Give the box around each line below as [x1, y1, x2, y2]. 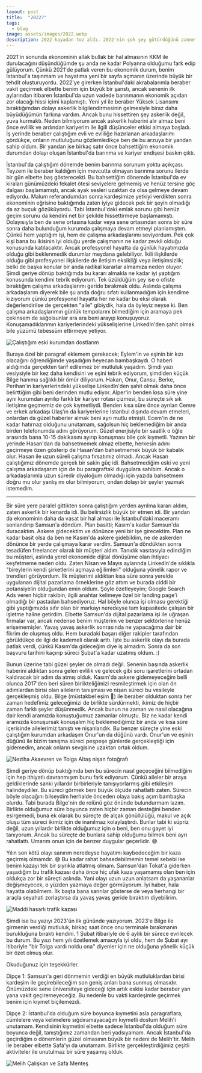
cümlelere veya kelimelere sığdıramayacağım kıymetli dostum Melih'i [6, 1016, 176, 1023]
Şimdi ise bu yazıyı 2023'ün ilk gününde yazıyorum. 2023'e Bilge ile [6, 917, 174, 924]
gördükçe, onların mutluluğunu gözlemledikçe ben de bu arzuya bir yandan [6, 137, 192, 143]
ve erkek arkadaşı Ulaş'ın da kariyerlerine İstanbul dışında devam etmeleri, [6, 408, 191, 415]
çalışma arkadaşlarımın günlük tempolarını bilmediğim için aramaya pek [6, 308, 183, 315]
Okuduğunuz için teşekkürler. [6, 961, 79, 968]
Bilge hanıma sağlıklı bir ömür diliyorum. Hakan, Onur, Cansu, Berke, [6, 376, 175, 383]
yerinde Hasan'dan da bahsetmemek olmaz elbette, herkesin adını [6, 440, 170, 447]
